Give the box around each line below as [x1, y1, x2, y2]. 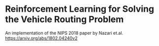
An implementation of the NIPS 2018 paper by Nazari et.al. [5, 30, 124, 36]
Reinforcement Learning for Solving [5, 3, 154, 15]
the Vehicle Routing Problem [5, 14, 124, 25]
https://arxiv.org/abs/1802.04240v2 [5, 35, 78, 41]
